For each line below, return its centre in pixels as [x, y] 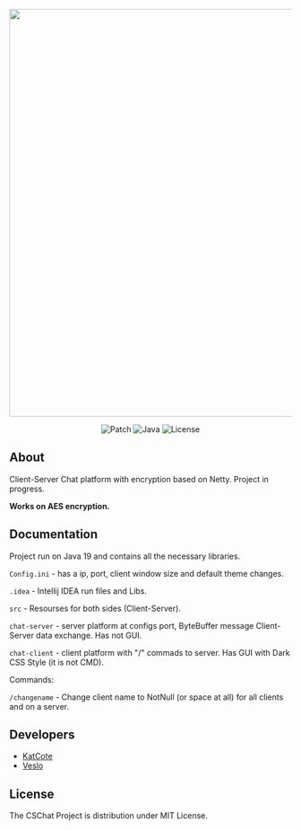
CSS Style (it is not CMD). [57, 662]
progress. [27, 489]
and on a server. [39, 706]
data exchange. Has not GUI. [89, 635]
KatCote [37, 756]
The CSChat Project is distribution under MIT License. [109, 816]
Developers [42, 735]
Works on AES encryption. [60, 506]
